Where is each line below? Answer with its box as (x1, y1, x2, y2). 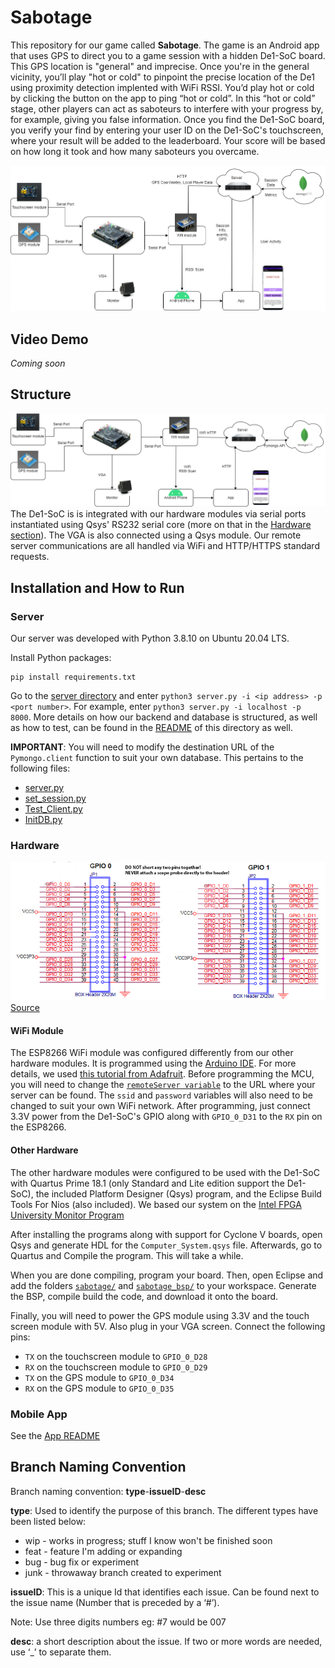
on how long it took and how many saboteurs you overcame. (10, 145, 260, 157)
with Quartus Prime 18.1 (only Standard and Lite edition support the (10, 1177, 285, 1189)
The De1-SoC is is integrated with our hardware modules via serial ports (10, 508, 307, 520)
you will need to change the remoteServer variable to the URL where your (10, 1079, 316, 1091)
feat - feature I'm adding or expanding (24, 1545, 183, 1557)
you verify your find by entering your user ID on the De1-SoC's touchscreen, (10, 124, 324, 136)
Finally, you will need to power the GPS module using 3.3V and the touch (10, 1309, 310, 1321)
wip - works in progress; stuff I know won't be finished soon (24, 1534, 273, 1546)
